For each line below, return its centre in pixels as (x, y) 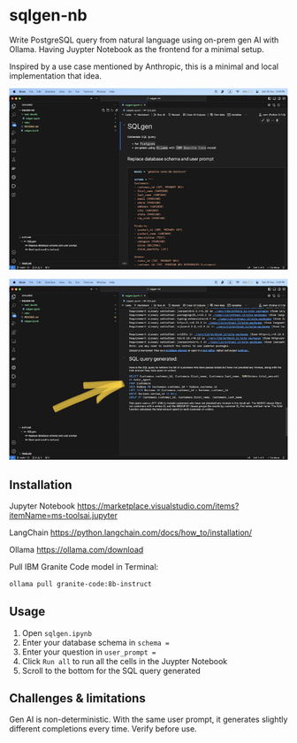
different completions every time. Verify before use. (103, 729)
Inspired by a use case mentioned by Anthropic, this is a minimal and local (144, 66)
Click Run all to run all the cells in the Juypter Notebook (125, 661)
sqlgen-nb (48, 15)
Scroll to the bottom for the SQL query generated (111, 670)
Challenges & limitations (77, 698)
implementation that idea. (55, 75)
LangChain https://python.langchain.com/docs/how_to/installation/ (131, 532)
